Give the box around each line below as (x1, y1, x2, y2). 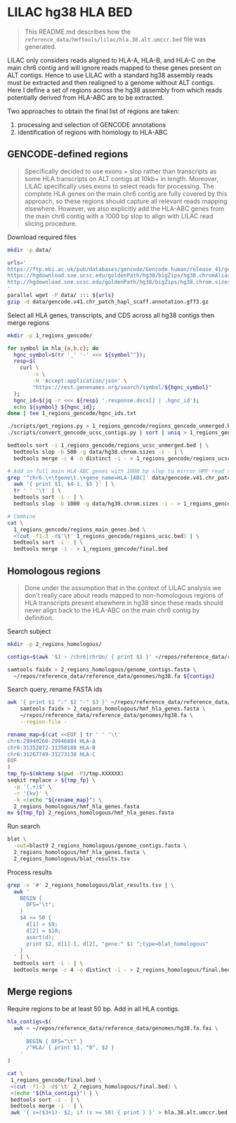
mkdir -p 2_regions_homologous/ (7, 641, 102, 648)
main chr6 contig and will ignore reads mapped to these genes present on (7, 63, 221, 72)
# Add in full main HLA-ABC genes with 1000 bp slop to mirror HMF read (7, 468, 225, 475)
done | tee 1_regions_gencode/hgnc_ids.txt (7, 410, 137, 417)
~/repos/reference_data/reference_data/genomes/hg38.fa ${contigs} (13, 672, 216, 680)
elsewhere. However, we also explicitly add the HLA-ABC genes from (24, 204, 225, 213)
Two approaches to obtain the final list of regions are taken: (7, 107, 180, 115)
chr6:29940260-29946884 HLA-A (7, 737, 96, 744)
